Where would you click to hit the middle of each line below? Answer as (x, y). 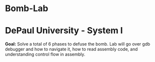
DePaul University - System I (64, 31)
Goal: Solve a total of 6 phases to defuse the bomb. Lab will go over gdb (78, 44)
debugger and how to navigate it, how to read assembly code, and (71, 49)
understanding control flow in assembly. (45, 54)
